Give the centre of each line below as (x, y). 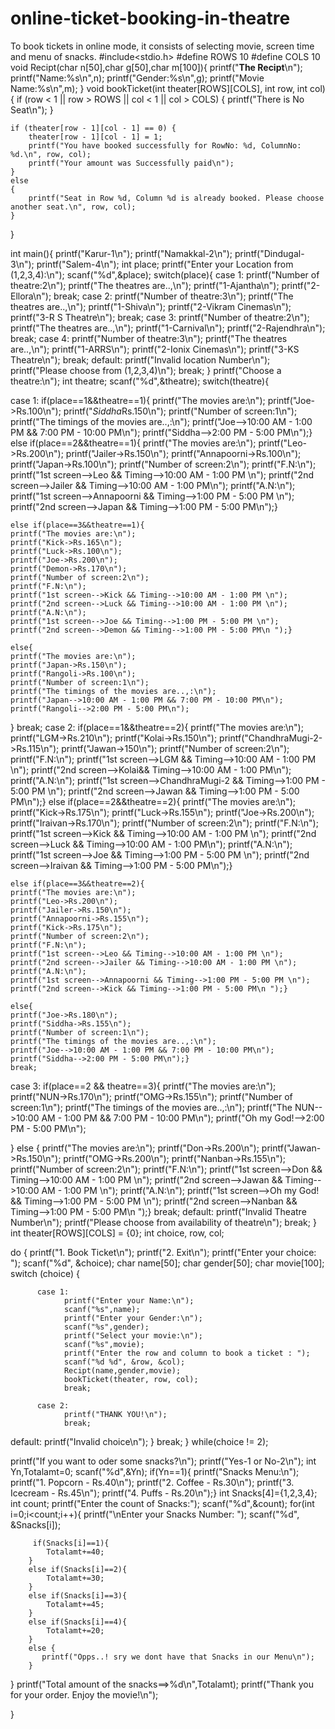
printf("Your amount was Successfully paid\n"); (131, 163)
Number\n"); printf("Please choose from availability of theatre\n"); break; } (163, 1222)
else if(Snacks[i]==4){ (78, 1622)
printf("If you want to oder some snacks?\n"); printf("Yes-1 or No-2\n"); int (163, 1461)
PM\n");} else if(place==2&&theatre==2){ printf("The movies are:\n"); (153, 801)
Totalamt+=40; (75, 1552)
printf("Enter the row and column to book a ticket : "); (187, 1353)
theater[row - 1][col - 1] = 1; (95, 137)
